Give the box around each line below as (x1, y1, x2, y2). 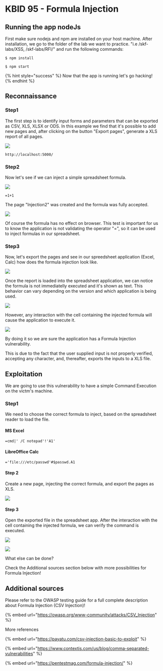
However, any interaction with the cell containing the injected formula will (5, 312, 152, 318)
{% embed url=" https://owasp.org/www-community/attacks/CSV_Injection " (5, 612, 157, 618)
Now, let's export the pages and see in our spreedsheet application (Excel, (5, 254, 155, 260)
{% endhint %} (5, 78, 35, 84)
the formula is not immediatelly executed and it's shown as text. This (5, 283, 143, 289)
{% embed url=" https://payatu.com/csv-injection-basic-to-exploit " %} (5, 636, 146, 642)
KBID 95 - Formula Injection (5, 3, 119, 15)
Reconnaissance (5, 92, 57, 101)
